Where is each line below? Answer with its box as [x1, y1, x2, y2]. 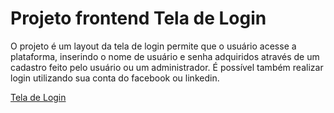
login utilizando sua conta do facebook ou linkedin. [10, 72, 220, 84]
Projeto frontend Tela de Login [10, 7, 267, 30]
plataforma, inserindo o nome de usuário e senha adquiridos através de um [10, 50, 320, 62]
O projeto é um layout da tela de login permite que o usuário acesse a [10, 40, 297, 52]
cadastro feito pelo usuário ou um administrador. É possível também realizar [10, 61, 324, 73]
